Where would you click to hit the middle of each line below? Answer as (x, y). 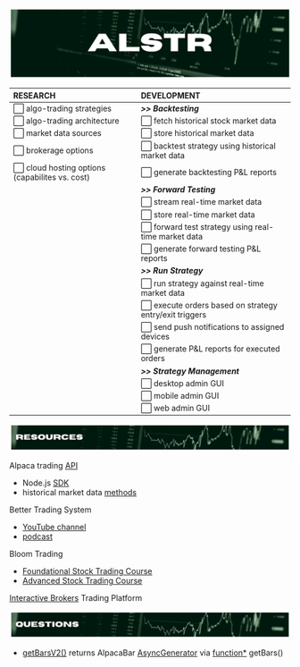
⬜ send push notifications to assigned (212, 327)
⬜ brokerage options (53, 150)
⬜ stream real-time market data (201, 202)
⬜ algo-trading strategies (62, 108)
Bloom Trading (36, 553)
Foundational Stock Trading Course (87, 570)
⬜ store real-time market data (198, 215)
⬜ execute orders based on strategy (209, 305)
